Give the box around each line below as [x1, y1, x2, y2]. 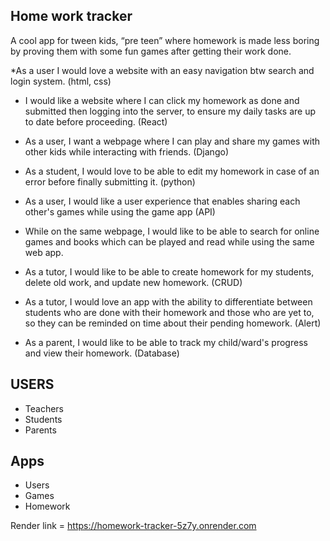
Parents [24, 424, 57, 436]
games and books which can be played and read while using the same [24, 235, 315, 248]
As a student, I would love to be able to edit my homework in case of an [24, 165, 320, 177]
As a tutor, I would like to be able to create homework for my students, [24, 265, 315, 278]
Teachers [24, 402, 64, 414]
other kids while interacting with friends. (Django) [24, 145, 229, 158]
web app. [24, 246, 64, 258]
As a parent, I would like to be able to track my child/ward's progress [24, 336, 308, 348]
